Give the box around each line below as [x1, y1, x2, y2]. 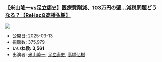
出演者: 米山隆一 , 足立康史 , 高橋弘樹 [12, 52, 85, 58]
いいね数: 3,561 [12, 45, 44, 51]
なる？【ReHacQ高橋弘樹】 [5, 11, 71, 18]
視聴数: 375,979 [12, 39, 45, 45]
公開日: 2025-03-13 [12, 33, 53, 39]
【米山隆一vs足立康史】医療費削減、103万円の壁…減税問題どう [5, 4, 157, 11]
